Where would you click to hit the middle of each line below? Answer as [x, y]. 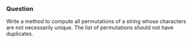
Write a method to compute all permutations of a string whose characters [96, 22]
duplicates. [20, 34]
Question [20, 9]
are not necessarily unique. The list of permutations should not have [90, 27]
